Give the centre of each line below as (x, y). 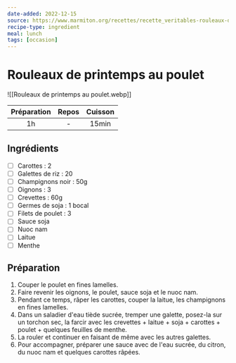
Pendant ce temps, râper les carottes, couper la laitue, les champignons (122, 300)
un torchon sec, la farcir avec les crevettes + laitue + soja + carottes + (119, 322)
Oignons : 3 (34, 190)
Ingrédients (33, 149)
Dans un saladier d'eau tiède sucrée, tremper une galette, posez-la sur (120, 315)
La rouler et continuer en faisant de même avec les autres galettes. (114, 337)
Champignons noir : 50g (52, 181)
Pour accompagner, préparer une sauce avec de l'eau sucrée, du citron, (122, 345)
